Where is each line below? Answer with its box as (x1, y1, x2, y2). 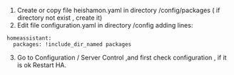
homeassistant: (6, 35, 52, 42)
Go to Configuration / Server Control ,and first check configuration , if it (16, 53, 227, 62)
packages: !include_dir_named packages (13, 41, 132, 48)
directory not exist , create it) (16, 13, 103, 22)
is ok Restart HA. (16, 61, 67, 69)
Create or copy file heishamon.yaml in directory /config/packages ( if (16, 6, 220, 14)
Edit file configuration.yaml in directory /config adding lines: (16, 21, 193, 29)
